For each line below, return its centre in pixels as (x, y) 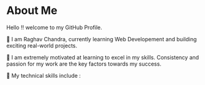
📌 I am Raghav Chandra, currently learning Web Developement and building (102, 39)
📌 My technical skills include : (44, 75)
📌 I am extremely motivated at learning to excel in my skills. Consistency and (103, 57)
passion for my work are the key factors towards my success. (84, 64)
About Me (32, 11)
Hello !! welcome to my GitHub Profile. (54, 27)
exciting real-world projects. (42, 46)
